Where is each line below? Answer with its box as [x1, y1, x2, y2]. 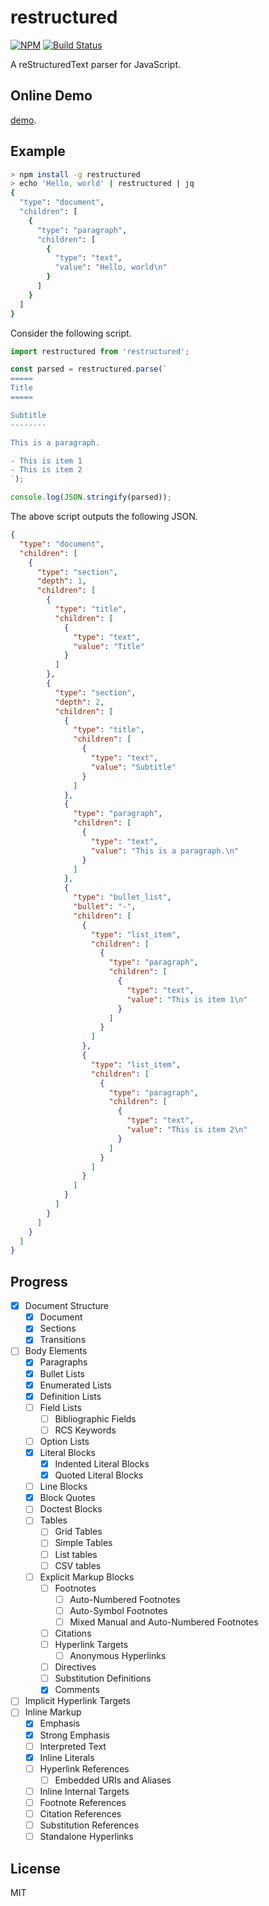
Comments [54, 1684, 100, 1696]
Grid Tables [54, 1526, 103, 1538]
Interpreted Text [39, 1740, 107, 1752]
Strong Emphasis [39, 1729, 110, 1741]
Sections [39, 1322, 77, 1335]
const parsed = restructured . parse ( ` [10, 364, 168, 375]
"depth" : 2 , [54, 697, 105, 707]
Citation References [39, 1807, 122, 1820]
